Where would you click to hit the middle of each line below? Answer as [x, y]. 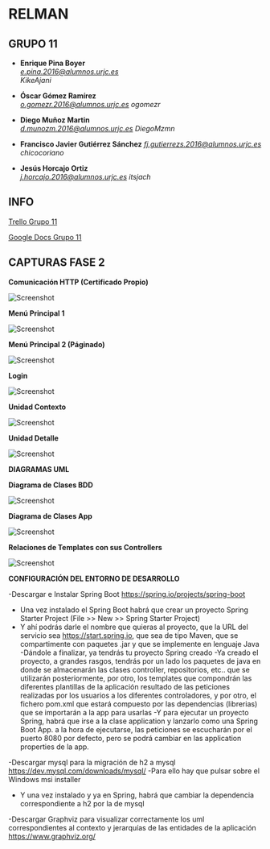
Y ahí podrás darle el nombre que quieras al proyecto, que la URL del [134, 627]
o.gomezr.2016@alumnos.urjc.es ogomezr [90, 104]
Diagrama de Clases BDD [51, 485]
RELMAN [39, 14]
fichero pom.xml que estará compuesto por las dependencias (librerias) [139, 704]
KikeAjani [36, 80]
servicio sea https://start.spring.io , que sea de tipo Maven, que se [129, 635]
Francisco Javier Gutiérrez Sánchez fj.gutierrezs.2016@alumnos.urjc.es [141, 144]
